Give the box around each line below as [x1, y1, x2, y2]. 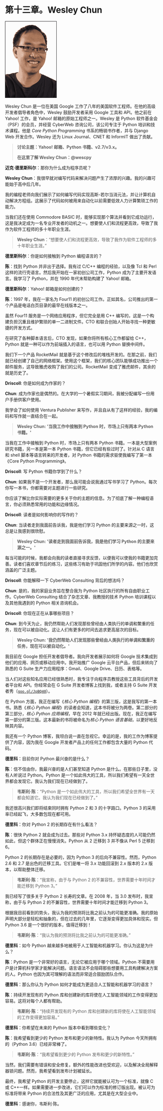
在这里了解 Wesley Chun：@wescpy [16, 154, 92, 160]
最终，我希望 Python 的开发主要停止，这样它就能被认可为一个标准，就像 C [5, 1078, 154, 1084]
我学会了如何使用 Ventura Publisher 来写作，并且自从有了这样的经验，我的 [5, 407, 154, 413]
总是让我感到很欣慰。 [5, 528, 48, 534]
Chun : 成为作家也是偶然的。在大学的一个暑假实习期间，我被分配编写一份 [5, 390, 150, 396]
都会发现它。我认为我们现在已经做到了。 [9, 778, 90, 784]
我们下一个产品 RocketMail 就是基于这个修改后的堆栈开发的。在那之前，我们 [5, 352, 157, 357]
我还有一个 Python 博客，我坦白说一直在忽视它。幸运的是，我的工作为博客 [5, 733, 154, 739]
